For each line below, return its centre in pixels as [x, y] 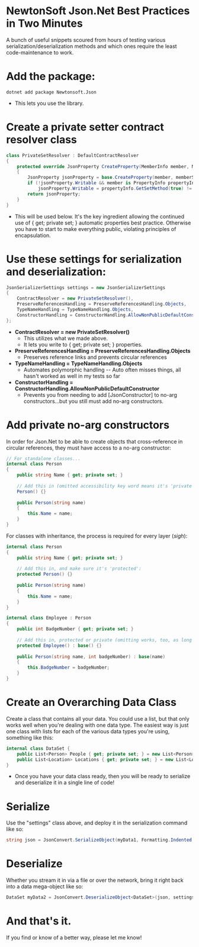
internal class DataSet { [38, 748]
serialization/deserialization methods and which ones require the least [92, 46]
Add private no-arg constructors [88, 425]
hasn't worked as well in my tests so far [72, 376]
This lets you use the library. [49, 103]
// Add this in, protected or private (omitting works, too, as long [105, 640]
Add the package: [51, 77]
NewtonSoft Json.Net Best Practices [98, 11]
